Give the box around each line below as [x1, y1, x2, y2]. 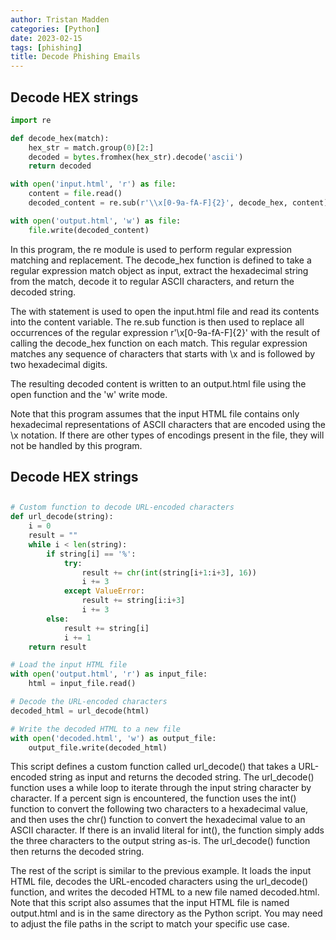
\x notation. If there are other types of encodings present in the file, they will [10, 429, 325, 441]
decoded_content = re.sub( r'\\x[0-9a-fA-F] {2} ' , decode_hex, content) [28, 198, 329, 208]
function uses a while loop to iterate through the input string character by [10, 782, 312, 794]
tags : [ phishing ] [10, 42, 83, 53]
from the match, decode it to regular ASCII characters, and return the [10, 275, 295, 287]
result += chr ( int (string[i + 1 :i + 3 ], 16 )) [81, 567, 257, 578]
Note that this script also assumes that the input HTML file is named [10, 897, 290, 909]
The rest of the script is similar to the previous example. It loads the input [10, 865, 312, 877]
